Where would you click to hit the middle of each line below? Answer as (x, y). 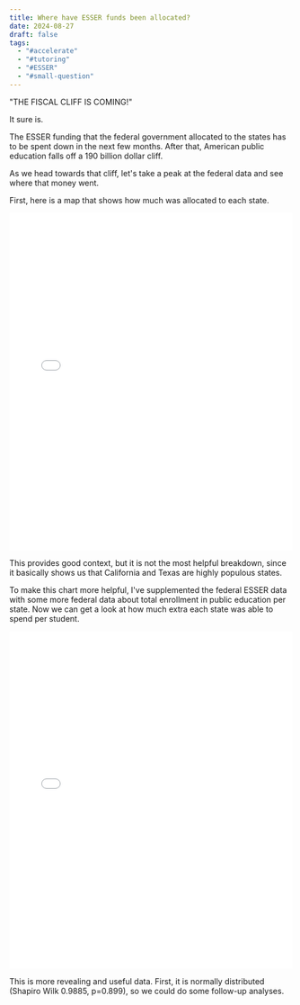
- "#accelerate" (48, 51)
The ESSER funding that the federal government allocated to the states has (148, 137)
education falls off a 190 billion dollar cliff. (86, 156)
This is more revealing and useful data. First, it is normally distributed (137, 981)
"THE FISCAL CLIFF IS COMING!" (71, 102)
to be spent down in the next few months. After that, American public (137, 146)
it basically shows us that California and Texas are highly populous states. (146, 572)
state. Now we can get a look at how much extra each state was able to (141, 609)
